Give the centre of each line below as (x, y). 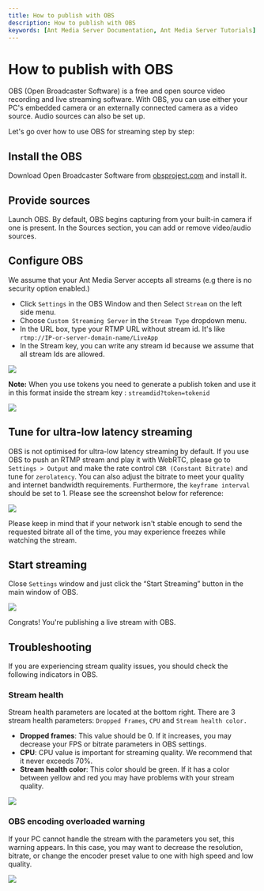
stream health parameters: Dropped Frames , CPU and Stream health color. (128, 720)
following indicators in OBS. (53, 675)
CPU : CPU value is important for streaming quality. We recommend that (136, 753)
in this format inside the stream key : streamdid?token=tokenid (109, 393)
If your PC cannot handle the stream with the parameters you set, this (121, 839)
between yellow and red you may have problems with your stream (127, 778)
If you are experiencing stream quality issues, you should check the (118, 666)
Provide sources (49, 200)
